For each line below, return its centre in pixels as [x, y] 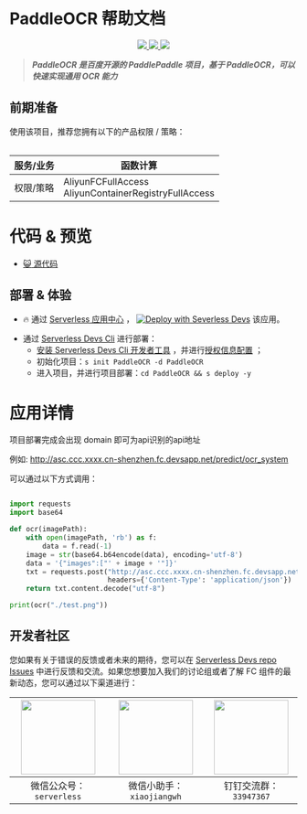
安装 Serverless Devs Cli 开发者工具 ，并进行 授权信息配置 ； [149, 349]
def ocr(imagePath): [49, 530]
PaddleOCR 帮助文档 [88, 19]
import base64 [37, 513]
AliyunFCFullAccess [106, 181]
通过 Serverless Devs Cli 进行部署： [90, 338]
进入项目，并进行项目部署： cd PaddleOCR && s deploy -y [143, 372]
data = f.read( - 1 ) [77, 546]
